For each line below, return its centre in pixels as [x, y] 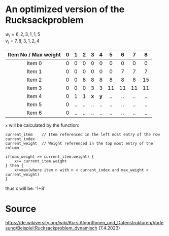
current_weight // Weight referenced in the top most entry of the [79, 143]
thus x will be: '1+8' [25, 188]
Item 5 [34, 104]
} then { [14, 165]
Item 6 [34, 113]
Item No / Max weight [34, 54]
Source [21, 209]
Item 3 [34, 88]
